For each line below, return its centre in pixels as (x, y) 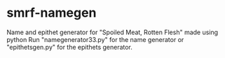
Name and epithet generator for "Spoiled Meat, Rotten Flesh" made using (112, 32)
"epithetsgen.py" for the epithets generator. (69, 47)
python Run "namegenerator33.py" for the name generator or (95, 39)
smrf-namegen (52, 13)
